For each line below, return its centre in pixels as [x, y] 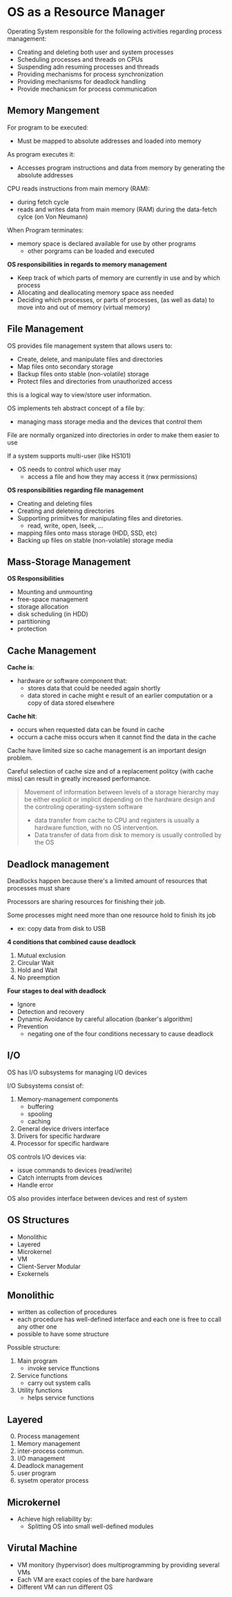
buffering [40, 1106]
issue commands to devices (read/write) [75, 1170]
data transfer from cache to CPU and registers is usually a [117, 820]
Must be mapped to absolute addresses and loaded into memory [109, 141]
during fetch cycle [43, 202]
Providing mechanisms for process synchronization [90, 74]
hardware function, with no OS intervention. [96, 828]
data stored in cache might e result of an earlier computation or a [120, 696]
